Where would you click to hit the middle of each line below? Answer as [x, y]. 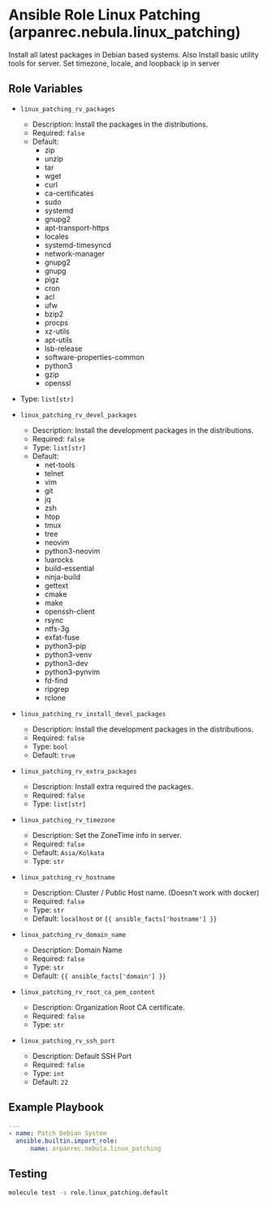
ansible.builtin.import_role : [67, 1141]
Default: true [54, 755]
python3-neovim [72, 551]
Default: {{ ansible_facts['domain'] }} [99, 975]
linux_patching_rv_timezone [67, 820]
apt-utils [58, 339]
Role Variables [45, 89]
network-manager [75, 253]
